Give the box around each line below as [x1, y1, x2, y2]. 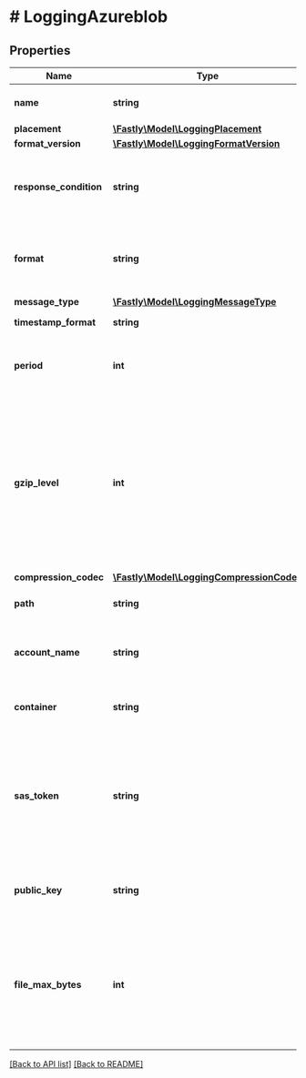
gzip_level [14, 476, 59, 489]
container [14, 701, 57, 713]
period [14, 360, 44, 371]
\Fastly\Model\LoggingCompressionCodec [112, 571, 303, 584]
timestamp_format [14, 316, 97, 329]
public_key [14, 884, 63, 896]
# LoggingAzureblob [9, 6, 168, 27]
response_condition [14, 180, 103, 193]
